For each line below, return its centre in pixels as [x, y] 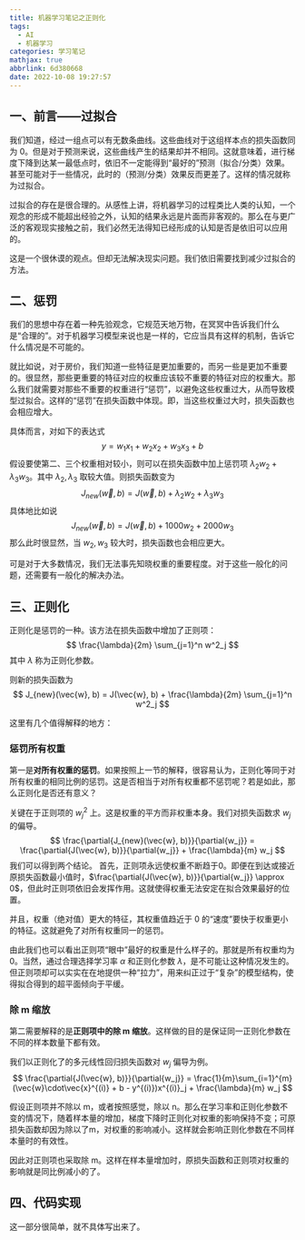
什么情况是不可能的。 [49, 348]
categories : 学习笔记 [48, 52]
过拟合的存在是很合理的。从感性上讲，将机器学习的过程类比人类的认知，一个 [152, 205]
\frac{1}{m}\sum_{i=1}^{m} [243, 1078]
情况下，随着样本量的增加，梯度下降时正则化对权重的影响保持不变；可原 [160, 1118]
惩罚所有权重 [38, 749]
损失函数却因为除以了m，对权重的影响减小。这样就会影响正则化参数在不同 [148, 1129]
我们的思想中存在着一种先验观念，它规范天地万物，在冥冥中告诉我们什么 [144, 325]
